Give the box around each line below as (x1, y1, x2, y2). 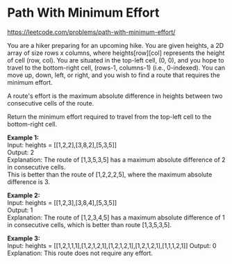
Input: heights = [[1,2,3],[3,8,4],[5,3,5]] (7, 198, 117, 206)
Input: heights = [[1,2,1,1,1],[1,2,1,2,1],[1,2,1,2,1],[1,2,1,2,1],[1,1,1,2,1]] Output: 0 (7, 241, 217, 249)
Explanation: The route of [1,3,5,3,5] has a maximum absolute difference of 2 (7, 155, 226, 164)
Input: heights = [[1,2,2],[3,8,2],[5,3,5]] (7, 140, 117, 149)
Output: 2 (7, 148, 35, 156)
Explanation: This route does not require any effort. (7, 249, 153, 257)
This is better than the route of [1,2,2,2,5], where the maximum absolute (7, 170, 213, 179)
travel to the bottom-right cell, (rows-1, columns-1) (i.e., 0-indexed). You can (7, 63, 226, 72)
